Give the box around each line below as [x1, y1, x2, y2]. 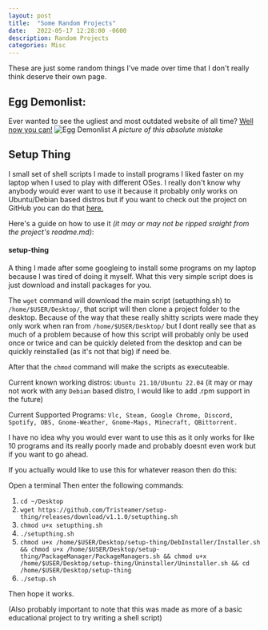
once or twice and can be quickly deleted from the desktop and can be [8, 337, 242, 348]
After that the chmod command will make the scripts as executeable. [8, 361, 230, 372]
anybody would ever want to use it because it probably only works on [8, 185, 238, 196]
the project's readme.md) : [8, 227, 94, 237]
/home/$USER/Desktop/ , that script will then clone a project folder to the [8, 304, 240, 313]
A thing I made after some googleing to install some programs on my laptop [8, 263, 257, 273]
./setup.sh [19, 575, 57, 583]
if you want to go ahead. [8, 449, 89, 459]
